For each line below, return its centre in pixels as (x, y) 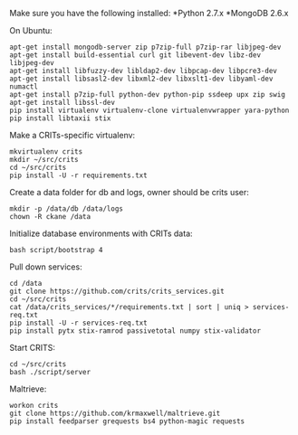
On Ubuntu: (31, 30)
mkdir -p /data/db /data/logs (67, 209)
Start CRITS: (33, 348)
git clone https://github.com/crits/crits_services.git (117, 291)
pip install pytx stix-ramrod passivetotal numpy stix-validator (135, 331)
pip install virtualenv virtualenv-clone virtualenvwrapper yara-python (149, 110)
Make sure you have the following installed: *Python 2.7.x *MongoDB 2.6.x (149, 13)
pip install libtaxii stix (60, 118)
